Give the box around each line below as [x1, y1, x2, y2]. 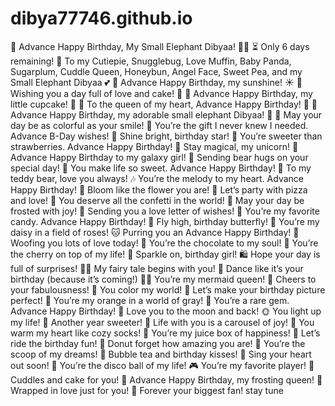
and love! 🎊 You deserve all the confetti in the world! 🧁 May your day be [10, 194, 305, 206]
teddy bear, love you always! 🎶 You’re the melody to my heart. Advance [10, 172, 304, 184]
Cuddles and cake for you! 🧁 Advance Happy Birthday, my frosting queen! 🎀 [10, 373, 323, 386]
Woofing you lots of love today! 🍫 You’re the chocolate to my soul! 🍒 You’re [10, 237, 319, 249]
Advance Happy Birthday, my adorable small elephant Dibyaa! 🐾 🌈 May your [10, 108, 323, 121]
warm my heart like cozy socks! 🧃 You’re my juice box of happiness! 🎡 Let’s [10, 327, 321, 339]
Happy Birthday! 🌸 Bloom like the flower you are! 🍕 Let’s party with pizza [10, 183, 308, 196]
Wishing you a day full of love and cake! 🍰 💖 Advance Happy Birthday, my [10, 87, 313, 99]
